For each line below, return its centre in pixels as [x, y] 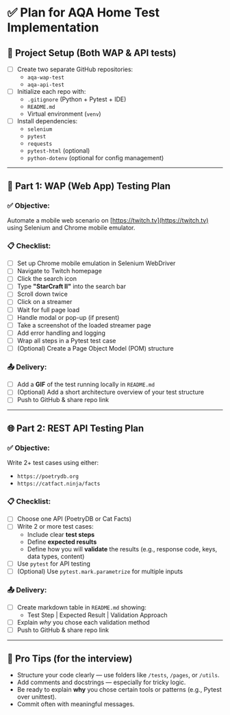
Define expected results [62, 542]
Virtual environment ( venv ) [64, 114]
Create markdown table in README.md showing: [82, 607]
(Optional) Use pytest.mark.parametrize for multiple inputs [100, 571]
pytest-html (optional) [59, 151]
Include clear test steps [61, 534]
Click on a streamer [44, 302]
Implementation [53, 28]
